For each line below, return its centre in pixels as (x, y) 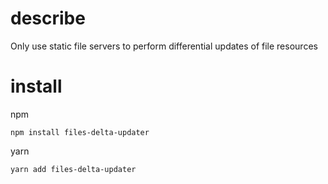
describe (48, 18)
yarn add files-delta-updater (73, 169)
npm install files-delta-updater (80, 132)
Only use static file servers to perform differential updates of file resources (164, 46)
